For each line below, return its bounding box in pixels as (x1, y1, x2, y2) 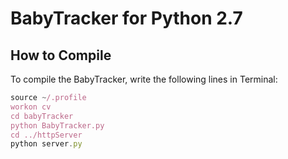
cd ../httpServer (10, 130, 83, 140)
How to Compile (10, 47, 112, 64)
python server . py (10, 139, 83, 149)
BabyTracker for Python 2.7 (10, 7, 243, 30)
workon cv (10, 102, 52, 112)
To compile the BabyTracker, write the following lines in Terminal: (10, 73, 278, 85)
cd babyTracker (10, 111, 74, 121)
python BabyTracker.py (10, 120, 105, 131)
